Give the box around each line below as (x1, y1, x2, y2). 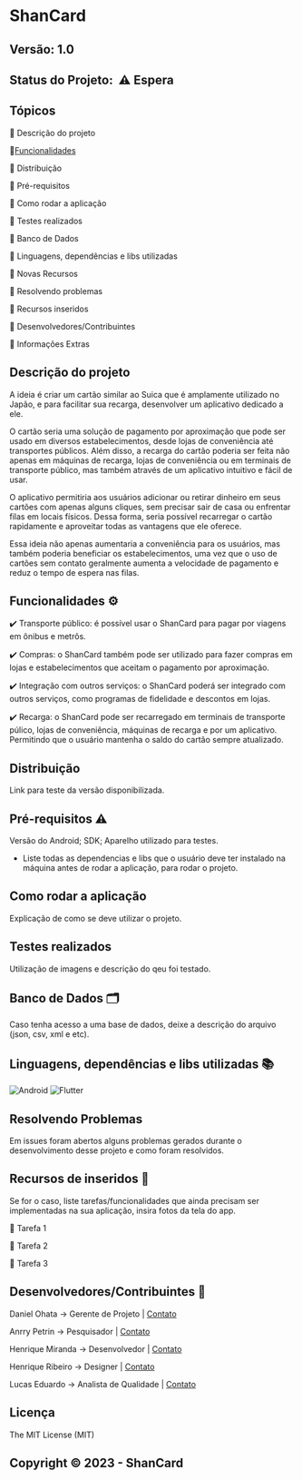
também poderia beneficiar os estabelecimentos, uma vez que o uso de (9, 548, 278, 558)
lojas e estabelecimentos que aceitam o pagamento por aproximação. (9, 662, 270, 673)
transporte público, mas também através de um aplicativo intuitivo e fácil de (9, 464, 293, 475)
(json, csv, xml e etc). (9, 1029, 90, 1040)
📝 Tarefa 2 (9, 1240, 48, 1251)
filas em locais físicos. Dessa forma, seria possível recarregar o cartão (9, 510, 273, 522)
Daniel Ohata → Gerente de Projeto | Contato (9, 1308, 177, 1319)
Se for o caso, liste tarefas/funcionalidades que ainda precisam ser (9, 1195, 260, 1206)
